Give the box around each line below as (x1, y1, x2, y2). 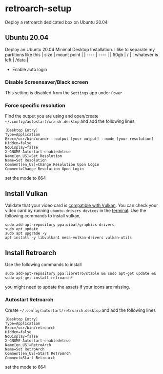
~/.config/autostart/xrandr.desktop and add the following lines (5, 118, 135, 124)
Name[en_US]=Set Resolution (5, 154, 62, 159)
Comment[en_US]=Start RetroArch (5, 351, 71, 356)
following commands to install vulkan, (5, 213, 81, 219)
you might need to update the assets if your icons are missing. (5, 284, 130, 290)
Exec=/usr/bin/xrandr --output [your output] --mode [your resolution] (5, 136, 154, 141)
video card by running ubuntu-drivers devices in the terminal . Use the (5, 208, 146, 214)
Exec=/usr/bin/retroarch (5, 325, 56, 330)
